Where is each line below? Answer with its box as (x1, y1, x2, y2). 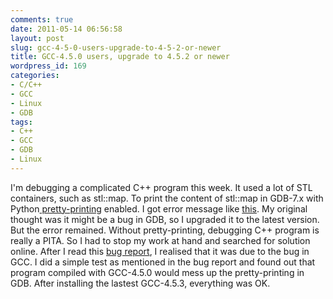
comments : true (10, 14, 74, 25)
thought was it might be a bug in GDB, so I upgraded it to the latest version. (10, 213, 320, 225)
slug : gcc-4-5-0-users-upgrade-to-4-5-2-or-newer (10, 42, 222, 53)
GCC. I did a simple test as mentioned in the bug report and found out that (10, 256, 316, 268)
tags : (10, 117, 33, 127)
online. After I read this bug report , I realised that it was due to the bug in (10, 245, 310, 257)
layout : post (10, 33, 65, 43)
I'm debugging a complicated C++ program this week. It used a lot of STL (10, 181, 313, 193)
